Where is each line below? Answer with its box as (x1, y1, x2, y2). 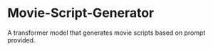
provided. (7, 35, 36, 44)
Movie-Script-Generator (7, 5, 155, 21)
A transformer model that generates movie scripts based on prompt (7, 28, 206, 37)
